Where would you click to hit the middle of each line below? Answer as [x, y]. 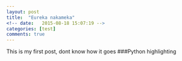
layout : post [23, 12]
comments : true [26, 34]
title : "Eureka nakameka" [41, 18]
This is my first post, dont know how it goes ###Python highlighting [91, 51]
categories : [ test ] [31, 29]
